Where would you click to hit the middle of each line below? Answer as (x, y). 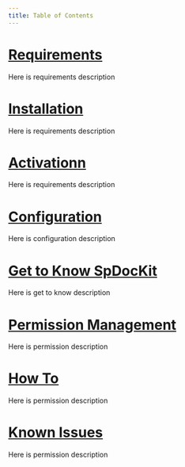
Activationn (47, 163)
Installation (46, 109)
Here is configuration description (62, 239)
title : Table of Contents (51, 15)
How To (34, 379)
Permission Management (92, 325)
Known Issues (56, 433)
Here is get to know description (59, 293)
